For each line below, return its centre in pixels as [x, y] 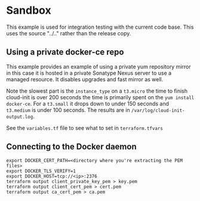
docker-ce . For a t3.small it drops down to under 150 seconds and [87, 103]
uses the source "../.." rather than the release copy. [69, 33]
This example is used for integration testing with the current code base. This [100, 27]
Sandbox [29, 10]
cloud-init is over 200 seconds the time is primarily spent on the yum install [100, 97]
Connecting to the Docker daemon [71, 147]
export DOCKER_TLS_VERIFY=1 [41, 171]
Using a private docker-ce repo [65, 52]
